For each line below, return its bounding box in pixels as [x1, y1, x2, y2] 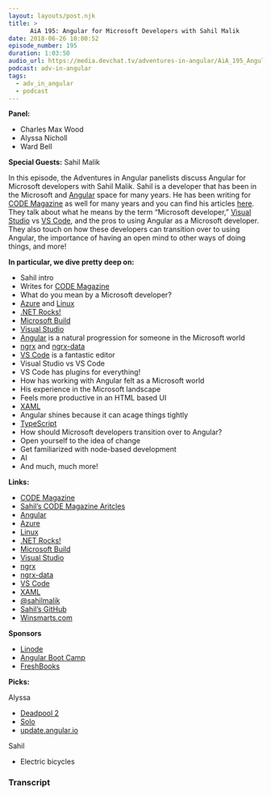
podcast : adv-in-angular [8, 65, 92, 73]
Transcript [8, 777, 51, 788]
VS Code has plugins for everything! [19, 367, 141, 377]
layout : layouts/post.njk [8, 11, 95, 20]
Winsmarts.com [19, 613, 73, 622]
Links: [8, 477, 30, 487]
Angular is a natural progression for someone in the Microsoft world [19, 333, 246, 343]
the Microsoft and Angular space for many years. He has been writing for [8, 191, 252, 200]
